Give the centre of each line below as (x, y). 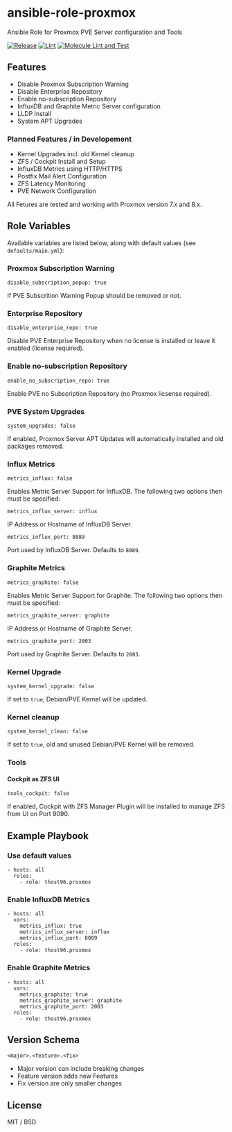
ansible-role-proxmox (72, 13)
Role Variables (39, 226)
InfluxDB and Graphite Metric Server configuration (89, 106)
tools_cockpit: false (38, 794)
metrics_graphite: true (54, 994)
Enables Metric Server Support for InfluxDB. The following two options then (115, 492)
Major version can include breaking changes (81, 1069)
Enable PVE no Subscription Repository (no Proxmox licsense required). (109, 393)
